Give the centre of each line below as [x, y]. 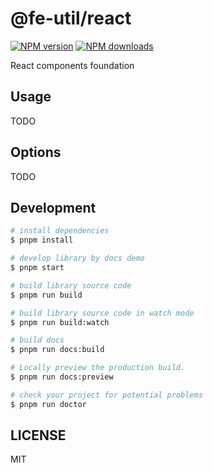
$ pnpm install [42, 240]
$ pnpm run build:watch [60, 322]
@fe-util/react [71, 18]
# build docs [37, 340]
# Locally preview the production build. [98, 368]
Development [53, 207]
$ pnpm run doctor [48, 404]
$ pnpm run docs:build [57, 350]
